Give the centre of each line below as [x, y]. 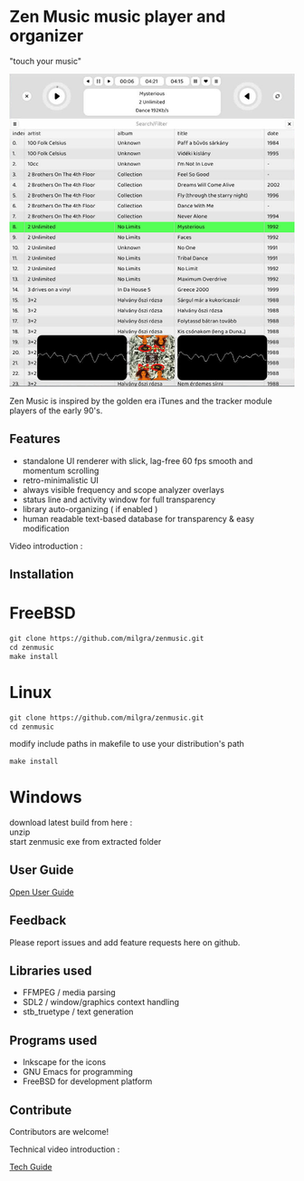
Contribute [41, 1110]
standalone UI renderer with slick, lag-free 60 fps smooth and [138, 460]
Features [35, 439]
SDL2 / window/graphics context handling [100, 1002]
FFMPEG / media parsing [69, 992]
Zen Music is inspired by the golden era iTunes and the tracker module [141, 401]
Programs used [53, 1040]
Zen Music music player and [118, 17]
